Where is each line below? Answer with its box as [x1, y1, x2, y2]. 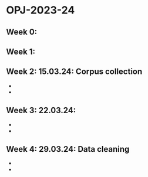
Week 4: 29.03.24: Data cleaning [6, 144, 130, 154]
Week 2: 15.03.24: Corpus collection [6, 67, 143, 77]
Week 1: [6, 46, 35, 56]
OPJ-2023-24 [6, 4, 75, 17]
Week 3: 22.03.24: [6, 105, 76, 115]
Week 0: [6, 27, 38, 37]
